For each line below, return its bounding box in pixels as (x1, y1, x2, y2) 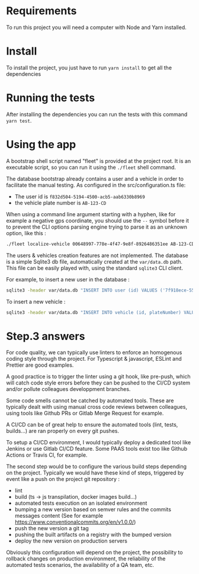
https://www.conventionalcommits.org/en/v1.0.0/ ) (14, 518, 136, 525)
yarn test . (6, 117, 32, 124)
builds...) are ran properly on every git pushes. (6, 428, 120, 435)
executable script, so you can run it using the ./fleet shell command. (6, 163, 176, 171)
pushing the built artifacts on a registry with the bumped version (14, 531, 172, 538)
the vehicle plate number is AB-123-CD (14, 199, 107, 206)
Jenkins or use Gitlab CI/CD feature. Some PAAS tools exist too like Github (6, 445, 188, 453)
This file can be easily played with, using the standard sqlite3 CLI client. (6, 264, 184, 271)
